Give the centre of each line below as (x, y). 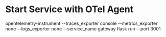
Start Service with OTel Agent (69, 9)
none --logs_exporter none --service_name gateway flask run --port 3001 (83, 28)
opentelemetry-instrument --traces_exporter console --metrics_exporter (81, 23)
